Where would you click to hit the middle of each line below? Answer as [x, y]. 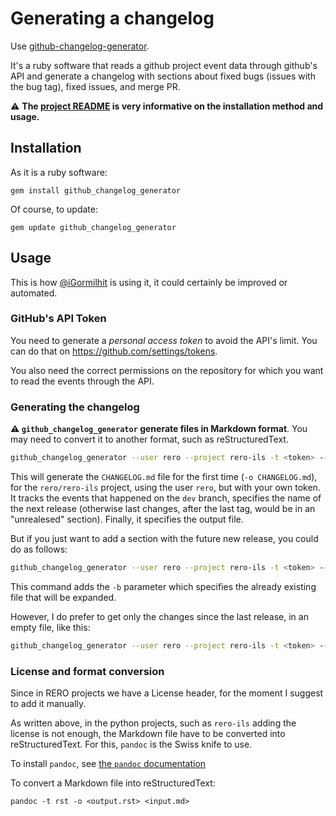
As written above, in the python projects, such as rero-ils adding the [153, 723]
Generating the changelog [75, 407]
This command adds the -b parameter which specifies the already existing [163, 586]
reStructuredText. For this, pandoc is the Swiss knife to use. [131, 744]
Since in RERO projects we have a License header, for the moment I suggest [167, 693]
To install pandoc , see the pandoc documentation [108, 764]
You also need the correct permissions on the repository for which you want [167, 370]
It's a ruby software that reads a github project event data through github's [164, 65]
